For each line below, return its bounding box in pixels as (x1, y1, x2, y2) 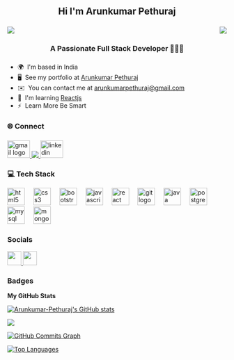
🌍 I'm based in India (17, 63, 79, 72)
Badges (7, 276, 33, 286)
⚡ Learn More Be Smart (17, 101, 87, 110)
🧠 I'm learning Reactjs (17, 94, 82, 102)
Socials (7, 235, 33, 245)
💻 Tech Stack (7, 169, 56, 179)
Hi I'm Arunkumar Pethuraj (58, 6, 176, 17)
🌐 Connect (7, 122, 45, 131)
